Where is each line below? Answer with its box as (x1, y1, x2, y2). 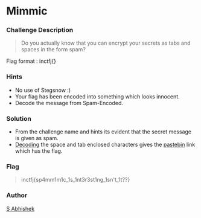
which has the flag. (14, 147, 63, 155)
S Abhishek (6, 205, 35, 212)
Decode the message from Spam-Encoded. (14, 99, 124, 106)
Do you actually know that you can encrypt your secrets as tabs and (21, 39, 191, 46)
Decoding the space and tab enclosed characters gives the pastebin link (14, 141, 196, 149)
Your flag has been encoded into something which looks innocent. (14, 92, 180, 100)
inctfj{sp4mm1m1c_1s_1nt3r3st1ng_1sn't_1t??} (21, 176, 130, 184)
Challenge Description (6, 26, 74, 34)
